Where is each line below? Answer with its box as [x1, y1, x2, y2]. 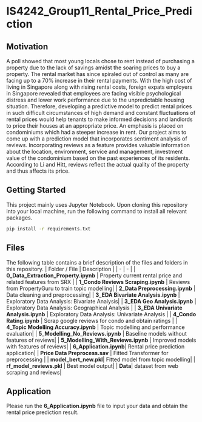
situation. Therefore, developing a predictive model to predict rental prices [6, 103, 192, 110]
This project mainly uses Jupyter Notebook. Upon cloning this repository [6, 201, 188, 208]
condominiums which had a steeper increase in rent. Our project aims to [6, 129, 187, 136]
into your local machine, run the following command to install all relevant [6, 207, 187, 215]
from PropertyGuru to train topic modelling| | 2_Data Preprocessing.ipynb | [6, 285, 196, 292]
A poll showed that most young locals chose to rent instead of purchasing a [6, 58, 195, 64]
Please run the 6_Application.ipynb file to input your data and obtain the [6, 403, 188, 410]
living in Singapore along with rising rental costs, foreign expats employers [6, 83, 193, 91]
